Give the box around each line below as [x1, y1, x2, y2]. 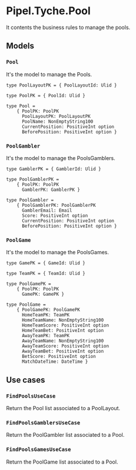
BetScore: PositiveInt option [21, 354, 96, 360]
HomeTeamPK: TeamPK [21, 312, 69, 318]
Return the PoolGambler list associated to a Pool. [6, 431, 125, 439]
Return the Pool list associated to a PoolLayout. [6, 404, 121, 411]
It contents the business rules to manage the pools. [6, 24, 131, 31]
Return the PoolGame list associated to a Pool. [6, 458, 118, 465]
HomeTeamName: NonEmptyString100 [21, 317, 104, 324]
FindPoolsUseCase [6, 392, 56, 399]
